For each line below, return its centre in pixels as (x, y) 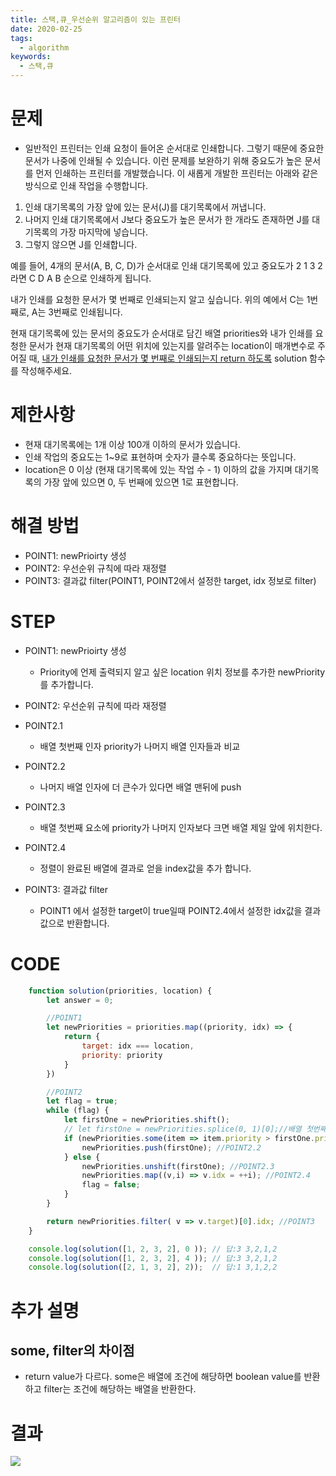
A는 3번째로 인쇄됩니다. (77, 312)
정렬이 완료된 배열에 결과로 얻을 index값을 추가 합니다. (145, 868)
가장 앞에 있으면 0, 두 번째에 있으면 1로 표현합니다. (141, 482)
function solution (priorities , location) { (120, 991)
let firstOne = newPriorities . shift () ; (146, 1120)
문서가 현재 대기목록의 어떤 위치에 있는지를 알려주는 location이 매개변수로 (172, 345)
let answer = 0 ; (80, 1000)
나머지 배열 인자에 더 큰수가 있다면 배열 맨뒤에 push (140, 787)
